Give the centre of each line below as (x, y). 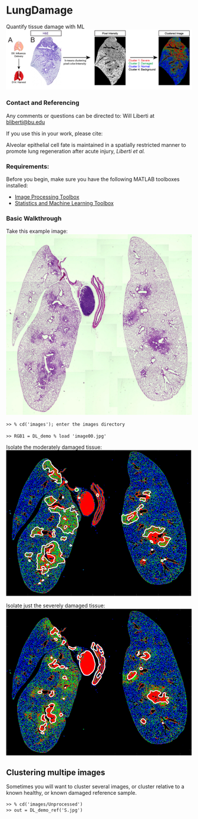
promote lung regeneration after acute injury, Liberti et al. (76, 151)
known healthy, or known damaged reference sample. (72, 793)
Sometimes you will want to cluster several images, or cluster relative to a (95, 787)
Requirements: (28, 166)
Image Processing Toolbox (47, 197)
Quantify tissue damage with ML (45, 27)
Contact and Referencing (43, 103)
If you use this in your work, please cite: (55, 133)
